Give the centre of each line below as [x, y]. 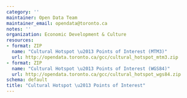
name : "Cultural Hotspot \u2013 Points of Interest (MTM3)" [90, 52]
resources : [20, 40]
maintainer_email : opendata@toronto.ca [57, 23]
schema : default [27, 80]
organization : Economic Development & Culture [66, 35]
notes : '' [19, 29]
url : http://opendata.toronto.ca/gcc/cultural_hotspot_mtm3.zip [95, 57]
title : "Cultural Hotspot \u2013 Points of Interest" [76, 86]
